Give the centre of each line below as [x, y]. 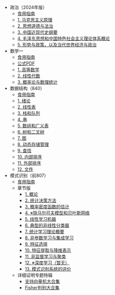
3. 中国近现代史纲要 [37, 32]
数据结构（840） [27, 88]
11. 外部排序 [29, 163]
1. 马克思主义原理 [35, 20]
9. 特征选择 [36, 244]
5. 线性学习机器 [40, 219]
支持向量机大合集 [42, 281]
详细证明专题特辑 [35, 275]
